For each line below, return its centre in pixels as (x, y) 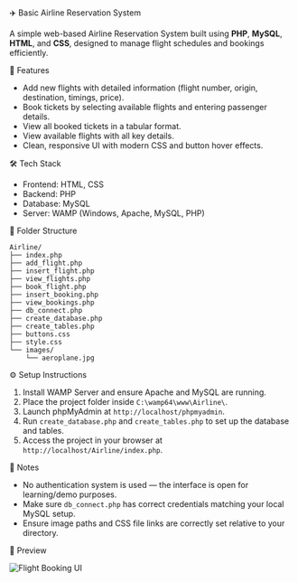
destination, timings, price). (73, 97)
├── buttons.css (40, 334)
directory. (40, 533)
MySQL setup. (49, 514)
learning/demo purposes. (70, 494)
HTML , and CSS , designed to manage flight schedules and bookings (137, 43)
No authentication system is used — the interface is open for (135, 485)
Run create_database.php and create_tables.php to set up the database (156, 421)
